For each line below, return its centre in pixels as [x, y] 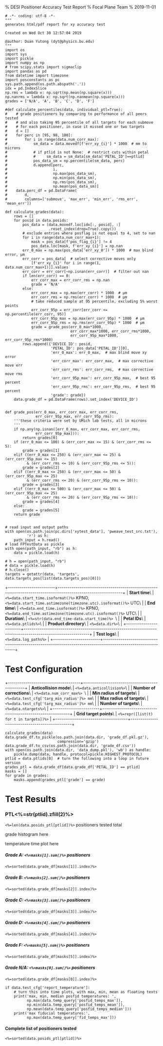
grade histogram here [27, 834]
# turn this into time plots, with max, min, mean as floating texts [86, 992]
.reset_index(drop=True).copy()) [82, 229]
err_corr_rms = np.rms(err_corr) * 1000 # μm [79, 297]
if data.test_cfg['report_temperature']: [48, 988]
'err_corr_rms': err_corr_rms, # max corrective [102, 370]
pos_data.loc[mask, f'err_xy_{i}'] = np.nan [77, 246]
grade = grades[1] [41, 450]
